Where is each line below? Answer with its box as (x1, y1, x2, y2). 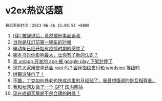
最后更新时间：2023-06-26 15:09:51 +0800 (5, 23, 90, 28)
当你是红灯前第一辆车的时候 (12, 39, 72, 45)
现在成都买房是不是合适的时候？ (12, 90, 80, 96)
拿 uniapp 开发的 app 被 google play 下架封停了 (12, 58, 113, 64)
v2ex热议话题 (5, 5, 63, 16)
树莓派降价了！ (12, 71, 45, 77)
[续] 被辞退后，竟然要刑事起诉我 (12, 32, 80, 38)
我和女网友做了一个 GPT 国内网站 (12, 84, 84, 90)
